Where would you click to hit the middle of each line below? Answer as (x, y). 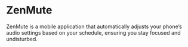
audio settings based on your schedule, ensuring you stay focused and (93, 32)
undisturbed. (22, 39)
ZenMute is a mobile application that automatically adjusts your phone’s (94, 26)
